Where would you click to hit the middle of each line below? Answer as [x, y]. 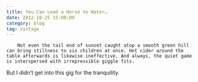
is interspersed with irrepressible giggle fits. [71, 61]
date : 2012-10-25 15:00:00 [41, 18]
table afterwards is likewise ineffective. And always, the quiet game [99, 56]
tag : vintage [23, 29]
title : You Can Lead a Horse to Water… [57, 12]
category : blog [26, 23]
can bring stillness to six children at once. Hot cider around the [95, 51]
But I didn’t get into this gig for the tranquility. [63, 73]
